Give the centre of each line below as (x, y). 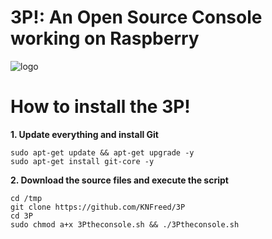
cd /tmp (26, 198)
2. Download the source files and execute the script (119, 180)
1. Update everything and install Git (84, 134)
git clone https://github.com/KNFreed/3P (98, 207)
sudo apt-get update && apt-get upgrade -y (102, 152)
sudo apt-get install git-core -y (82, 161)
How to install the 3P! (100, 107)
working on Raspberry (105, 38)
